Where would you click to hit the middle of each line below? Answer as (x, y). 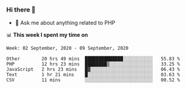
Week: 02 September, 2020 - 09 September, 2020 (68, 48)
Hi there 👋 (21, 10)
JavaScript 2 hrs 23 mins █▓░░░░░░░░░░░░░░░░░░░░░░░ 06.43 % (93, 70)
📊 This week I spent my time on (47, 35)
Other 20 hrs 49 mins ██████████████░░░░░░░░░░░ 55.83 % (93, 59)
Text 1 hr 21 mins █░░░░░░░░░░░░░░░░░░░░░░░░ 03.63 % (93, 75)
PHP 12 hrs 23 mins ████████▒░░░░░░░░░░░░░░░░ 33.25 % (93, 64)
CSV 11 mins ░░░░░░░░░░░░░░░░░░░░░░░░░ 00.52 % (93, 80)
